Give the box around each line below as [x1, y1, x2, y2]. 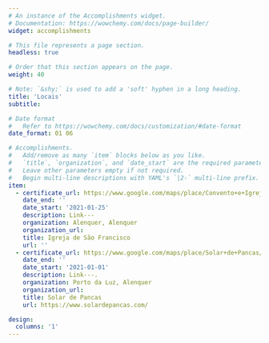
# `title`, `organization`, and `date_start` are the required [8, 159, 231, 167]
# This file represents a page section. [8, 41, 146, 49]
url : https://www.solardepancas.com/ [22, 300, 149, 309]
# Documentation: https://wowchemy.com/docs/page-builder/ [8, 19, 210, 27]
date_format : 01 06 [8, 129, 74, 137]
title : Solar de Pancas [22, 293, 102, 301]
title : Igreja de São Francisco [22, 234, 130, 242]
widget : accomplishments [8, 27, 91, 35]
